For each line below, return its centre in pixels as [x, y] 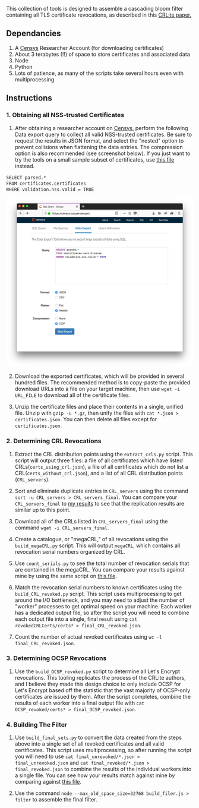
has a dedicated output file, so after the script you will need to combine [102, 613]
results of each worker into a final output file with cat [79, 703]
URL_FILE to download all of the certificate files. [72, 395]
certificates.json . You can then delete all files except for [86, 419]
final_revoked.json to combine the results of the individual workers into [103, 769]
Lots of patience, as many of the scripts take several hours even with [99, 73]
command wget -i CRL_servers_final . [62, 528]
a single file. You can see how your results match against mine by [95, 775]
